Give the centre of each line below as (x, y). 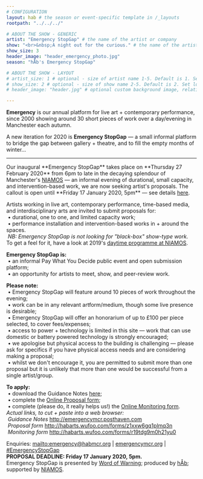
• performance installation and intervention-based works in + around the (98, 223)
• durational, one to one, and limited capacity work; (72, 217)
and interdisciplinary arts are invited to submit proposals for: (81, 211)
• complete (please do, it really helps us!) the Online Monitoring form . (94, 407)
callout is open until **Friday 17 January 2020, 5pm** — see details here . (98, 193)
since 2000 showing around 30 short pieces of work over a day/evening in (99, 119)
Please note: (22, 286)
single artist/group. (30, 376)
